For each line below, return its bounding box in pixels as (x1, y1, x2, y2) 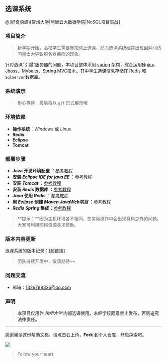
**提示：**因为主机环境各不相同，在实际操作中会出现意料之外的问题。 (17, 216, 162, 222)
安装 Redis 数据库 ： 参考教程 (12, 186, 71, 192)
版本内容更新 (5, 236, 36, 242)
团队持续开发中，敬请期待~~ (17, 258, 76, 264)
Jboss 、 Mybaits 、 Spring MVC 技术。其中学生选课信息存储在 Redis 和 (5, 68, 147, 74)
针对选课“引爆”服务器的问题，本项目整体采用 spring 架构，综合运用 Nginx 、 (5, 62, 159, 68)
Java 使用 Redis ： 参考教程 (12, 193, 69, 198)
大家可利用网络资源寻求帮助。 (17, 222, 79, 228)
